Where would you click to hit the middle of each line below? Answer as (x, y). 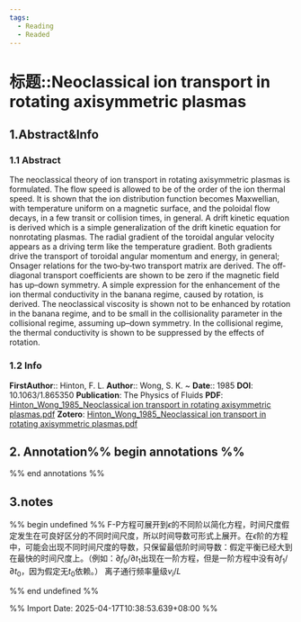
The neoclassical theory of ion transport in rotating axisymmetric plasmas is (150, 180)
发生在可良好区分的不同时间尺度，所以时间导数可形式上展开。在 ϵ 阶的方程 (153, 536)
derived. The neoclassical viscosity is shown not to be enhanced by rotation (150, 304)
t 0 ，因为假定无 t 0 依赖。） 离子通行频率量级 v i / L (97, 572)
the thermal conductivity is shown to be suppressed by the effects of (137, 333)
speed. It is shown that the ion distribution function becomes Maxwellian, (145, 199)
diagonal (26, 275)
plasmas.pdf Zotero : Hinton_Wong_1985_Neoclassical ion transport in (138, 414)
